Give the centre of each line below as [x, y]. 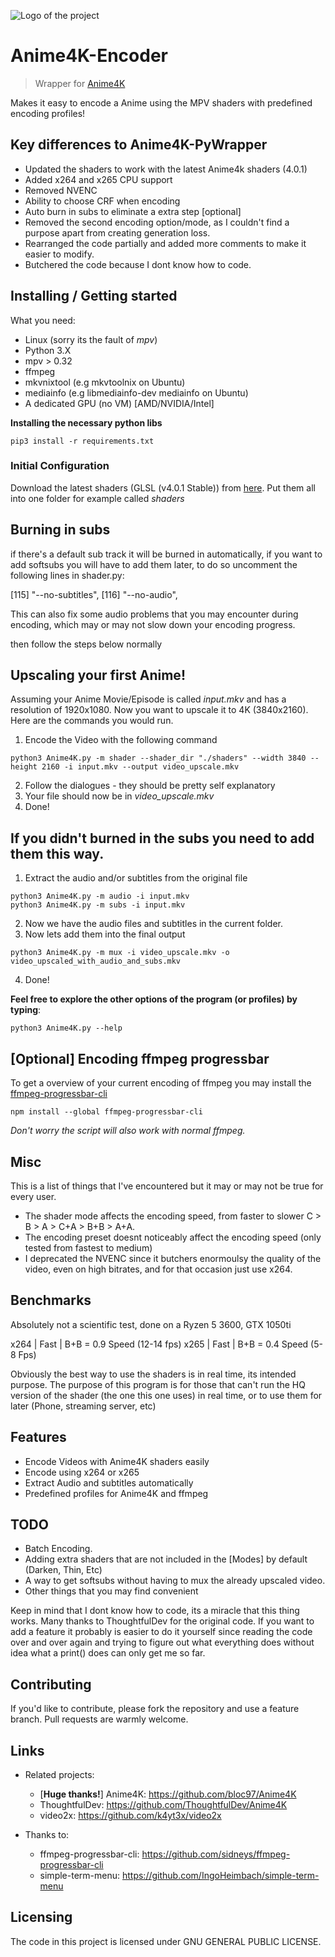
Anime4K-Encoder [89, 56]
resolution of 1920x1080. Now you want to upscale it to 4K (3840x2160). [159, 710]
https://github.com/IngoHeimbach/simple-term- [220, 1875]
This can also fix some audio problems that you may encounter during [154, 614]
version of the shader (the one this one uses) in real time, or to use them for [166, 1395]
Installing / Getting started [94, 296]
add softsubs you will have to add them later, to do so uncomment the [154, 564]
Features [38, 1437]
